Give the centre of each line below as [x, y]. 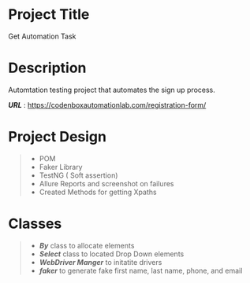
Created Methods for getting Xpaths [98, 192]
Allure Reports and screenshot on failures [106, 183]
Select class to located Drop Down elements [112, 254]
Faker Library [61, 167]
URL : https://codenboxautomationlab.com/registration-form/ [107, 105]
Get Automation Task [42, 36]
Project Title [49, 15]
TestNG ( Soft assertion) [78, 175]
